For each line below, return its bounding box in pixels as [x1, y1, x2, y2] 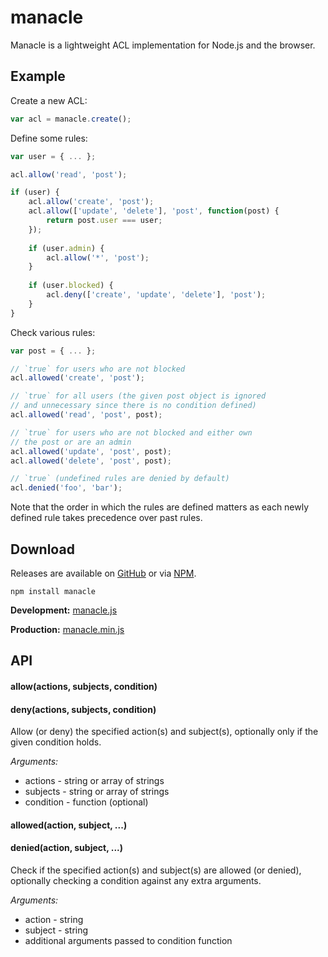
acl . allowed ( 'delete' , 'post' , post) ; [10, 456, 172, 466]
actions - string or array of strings [24, 775, 165, 787]
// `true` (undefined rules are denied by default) [10, 474, 230, 484]
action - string [24, 913, 84, 925]
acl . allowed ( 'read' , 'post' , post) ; [10, 410, 163, 420]
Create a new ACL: [10, 94, 88, 106]
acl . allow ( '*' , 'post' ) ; [46, 252, 150, 263]
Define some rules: [10, 132, 88, 144]
